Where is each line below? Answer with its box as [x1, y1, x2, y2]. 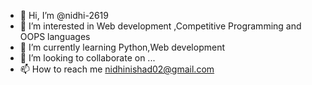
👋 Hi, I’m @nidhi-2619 [19, 10, 109, 21]
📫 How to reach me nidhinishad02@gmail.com [19, 63, 215, 75]
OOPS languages [19, 31, 91, 42]
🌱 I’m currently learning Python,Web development [19, 41, 225, 53]
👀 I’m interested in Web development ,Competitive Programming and [19, 20, 302, 32]
